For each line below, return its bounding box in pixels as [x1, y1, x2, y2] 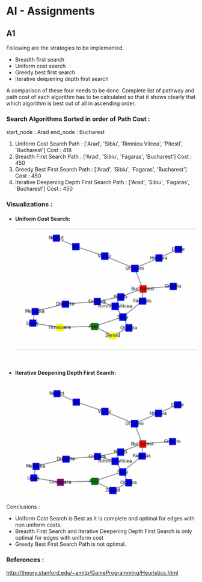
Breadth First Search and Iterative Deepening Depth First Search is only [14, 527, 192, 535]
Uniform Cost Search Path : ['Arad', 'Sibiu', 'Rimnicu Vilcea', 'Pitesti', [14, 140, 183, 147]
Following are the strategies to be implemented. [6, 44, 124, 51]
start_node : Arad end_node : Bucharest [6, 129, 105, 136]
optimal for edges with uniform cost [14, 534, 104, 541]
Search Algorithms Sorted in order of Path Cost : [6, 115, 150, 123]
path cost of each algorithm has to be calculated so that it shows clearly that [6, 94, 196, 100]
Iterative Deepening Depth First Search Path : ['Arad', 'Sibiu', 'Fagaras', [14, 179, 190, 186]
